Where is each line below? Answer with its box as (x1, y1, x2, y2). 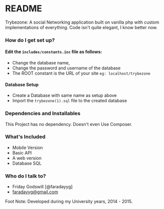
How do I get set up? (5, 36, 55, 43)
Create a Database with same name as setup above (12, 92, 117, 98)
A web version (12, 155, 42, 161)
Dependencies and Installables (5, 110, 81, 117)
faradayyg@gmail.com (12, 189, 58, 195)
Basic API (12, 149, 32, 155)
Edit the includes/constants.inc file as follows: (5, 49, 102, 55)
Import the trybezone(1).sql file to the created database (12, 98, 127, 104)
